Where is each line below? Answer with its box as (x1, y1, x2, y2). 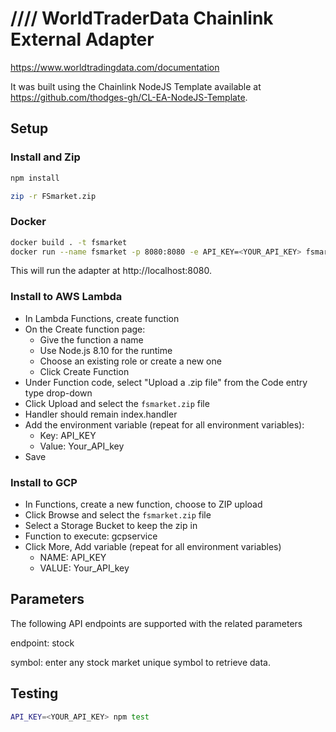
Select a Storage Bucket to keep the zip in (24, 520, 198, 532)
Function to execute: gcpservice (24, 530, 158, 542)
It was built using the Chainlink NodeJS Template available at (10, 80, 262, 92)
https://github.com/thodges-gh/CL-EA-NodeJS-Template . (10, 91, 248, 103)
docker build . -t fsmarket (10, 237, 128, 247)
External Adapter (10, 28, 155, 51)
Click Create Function (39, 365, 130, 377)
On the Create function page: (24, 323, 146, 335)
